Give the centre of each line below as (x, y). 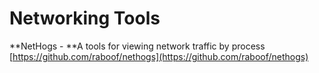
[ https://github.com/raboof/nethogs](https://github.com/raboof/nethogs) (159, 56)
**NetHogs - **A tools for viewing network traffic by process (137, 46)
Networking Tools (85, 18)
